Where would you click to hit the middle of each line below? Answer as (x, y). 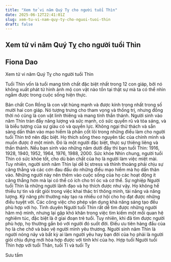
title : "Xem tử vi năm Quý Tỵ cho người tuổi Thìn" (61, 10)
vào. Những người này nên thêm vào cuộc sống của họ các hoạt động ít (81, 175)
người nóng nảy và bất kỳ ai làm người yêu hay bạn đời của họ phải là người (84, 235)
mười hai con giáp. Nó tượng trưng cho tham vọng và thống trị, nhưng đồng (84, 110)
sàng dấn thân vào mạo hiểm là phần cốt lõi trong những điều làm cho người (85, 132)
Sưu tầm (14, 255)
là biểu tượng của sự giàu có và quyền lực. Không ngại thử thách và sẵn (80, 126)
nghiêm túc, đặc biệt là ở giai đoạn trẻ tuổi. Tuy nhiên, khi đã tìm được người (85, 218)
